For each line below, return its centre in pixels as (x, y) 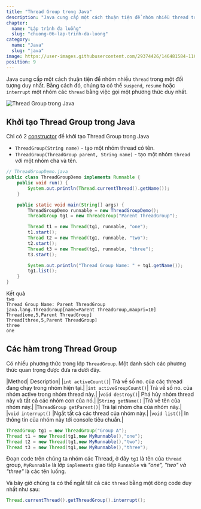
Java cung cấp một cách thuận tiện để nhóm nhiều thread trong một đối (95, 79)
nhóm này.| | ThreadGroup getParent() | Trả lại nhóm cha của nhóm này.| (94, 407)
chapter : (17, 23)
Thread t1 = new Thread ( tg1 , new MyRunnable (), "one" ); (75, 436)
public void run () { (42, 183)
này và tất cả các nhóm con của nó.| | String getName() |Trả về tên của (93, 400)
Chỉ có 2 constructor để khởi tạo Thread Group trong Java (78, 137)
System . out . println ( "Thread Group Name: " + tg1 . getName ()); (106, 265)
